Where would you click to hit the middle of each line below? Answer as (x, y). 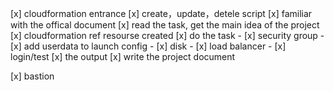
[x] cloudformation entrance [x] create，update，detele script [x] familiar (161, 13)
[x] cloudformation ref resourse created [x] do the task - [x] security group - (167, 35)
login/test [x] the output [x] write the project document (123, 56)
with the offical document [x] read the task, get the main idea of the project (165, 25)
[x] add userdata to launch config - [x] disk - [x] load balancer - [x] (148, 46)
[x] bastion (32, 76)
